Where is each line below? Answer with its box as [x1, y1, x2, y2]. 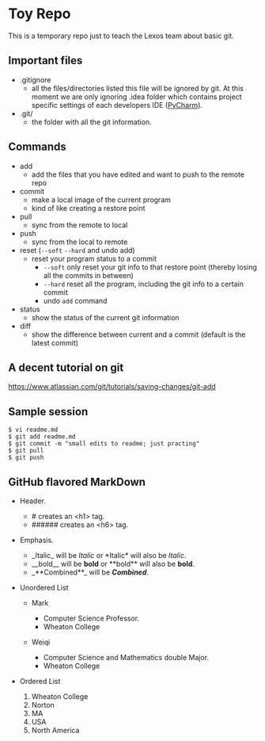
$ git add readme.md [8, 433, 77, 441]
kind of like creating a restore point [31, 203, 146, 212]
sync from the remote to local [31, 220, 128, 230]
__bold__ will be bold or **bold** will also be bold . [31, 560, 195, 568]
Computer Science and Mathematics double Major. [43, 653, 210, 662]
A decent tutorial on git [8, 361, 124, 374]
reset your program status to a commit [31, 254, 157, 263]
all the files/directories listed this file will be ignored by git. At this [31, 83, 244, 93]
